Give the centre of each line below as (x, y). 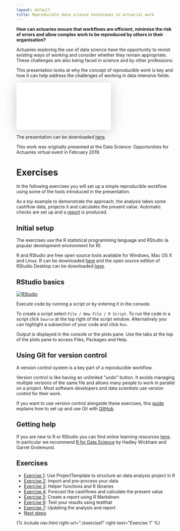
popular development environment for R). (59, 246)
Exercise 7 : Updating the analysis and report (70, 507)
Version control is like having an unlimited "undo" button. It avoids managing (96, 377)
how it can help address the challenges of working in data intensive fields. (93, 75)
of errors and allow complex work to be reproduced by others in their (90, 34)
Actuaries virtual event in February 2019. (58, 152)
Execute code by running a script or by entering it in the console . (84, 304)
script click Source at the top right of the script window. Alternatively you (92, 319)
